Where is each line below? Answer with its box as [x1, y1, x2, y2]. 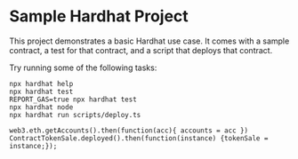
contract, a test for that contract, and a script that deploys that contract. [9, 44, 273, 55]
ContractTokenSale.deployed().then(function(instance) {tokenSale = [9, 133, 269, 143]
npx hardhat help [9, 79, 74, 88]
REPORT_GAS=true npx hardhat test [9, 95, 138, 104]
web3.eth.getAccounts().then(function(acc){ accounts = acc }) [9, 126, 249, 135]
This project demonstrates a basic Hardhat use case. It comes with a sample [9, 36, 290, 46]
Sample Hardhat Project [9, 6, 189, 27]
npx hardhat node [9, 102, 74, 112]
